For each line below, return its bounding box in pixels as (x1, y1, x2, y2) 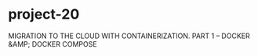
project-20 (8, 5, 80, 23)
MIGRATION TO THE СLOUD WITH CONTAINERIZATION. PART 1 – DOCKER (8, 31, 250, 40)
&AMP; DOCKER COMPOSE (8, 39, 97, 48)
